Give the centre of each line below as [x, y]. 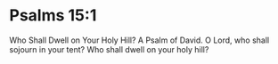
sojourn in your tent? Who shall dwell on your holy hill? [109, 49]
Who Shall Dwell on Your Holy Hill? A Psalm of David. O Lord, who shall [139, 40]
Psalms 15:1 [53, 16]
